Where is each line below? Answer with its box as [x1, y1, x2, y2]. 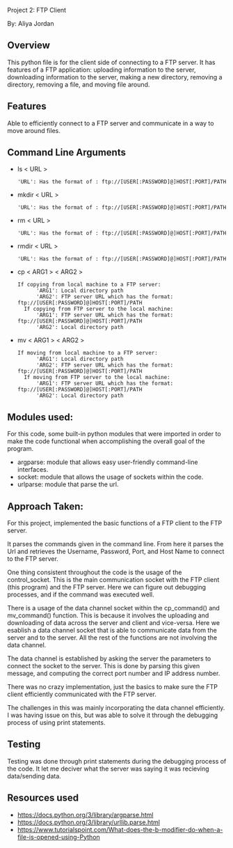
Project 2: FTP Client [7, 6, 67, 14]
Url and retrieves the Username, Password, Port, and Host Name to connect [7, 547, 225, 556]
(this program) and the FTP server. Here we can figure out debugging [7, 583, 207, 592]
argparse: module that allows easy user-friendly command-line [17, 458, 198, 466]
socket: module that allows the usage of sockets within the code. [17, 473, 204, 481]
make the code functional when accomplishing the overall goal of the [7, 437, 205, 445]
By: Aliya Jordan [7, 20, 54, 27]
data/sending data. [7, 771, 61, 780]
